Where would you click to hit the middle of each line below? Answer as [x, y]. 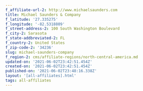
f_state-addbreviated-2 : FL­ [35, 38]
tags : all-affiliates [28, 80]
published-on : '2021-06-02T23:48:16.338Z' [51, 71]
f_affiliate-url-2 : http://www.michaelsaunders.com [61, 10]
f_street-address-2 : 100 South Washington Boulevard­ [63, 29]
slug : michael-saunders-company [40, 52]
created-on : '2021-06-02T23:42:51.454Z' [49, 66]
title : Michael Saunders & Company [43, 15]
